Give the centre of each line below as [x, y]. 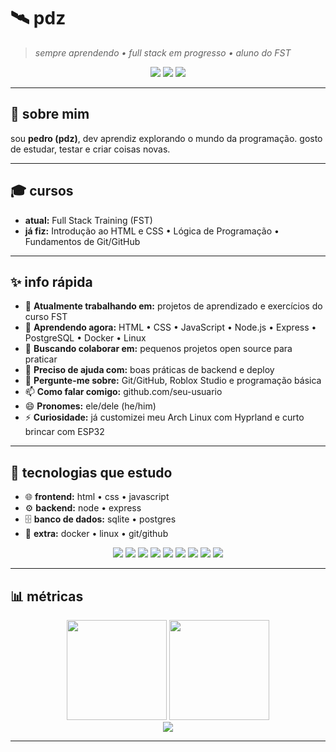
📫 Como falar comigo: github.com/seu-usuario [123, 392]
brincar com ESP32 [64, 432]
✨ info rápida [51, 281]
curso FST [46, 317]
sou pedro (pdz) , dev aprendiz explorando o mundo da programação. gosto [166, 138]
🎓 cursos [42, 191]
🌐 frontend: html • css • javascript [97, 497]
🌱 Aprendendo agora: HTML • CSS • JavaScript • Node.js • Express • [170, 327]
